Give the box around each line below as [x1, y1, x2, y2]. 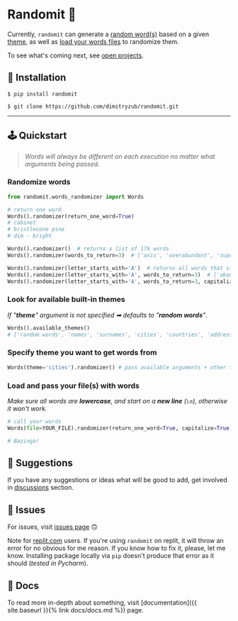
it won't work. [7, 404, 47, 413]
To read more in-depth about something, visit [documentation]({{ [7, 598, 197, 607]
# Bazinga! [7, 437, 40, 444]
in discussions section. [7, 483, 74, 492]
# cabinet [7, 219, 37, 226]
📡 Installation [7, 72, 67, 84]
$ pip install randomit [7, 90, 78, 98]
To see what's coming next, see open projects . [7, 51, 144, 60]
